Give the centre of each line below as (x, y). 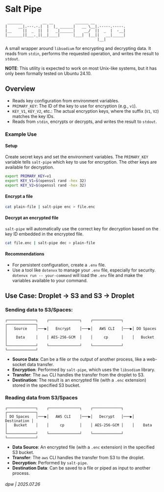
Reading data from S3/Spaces (41, 398)
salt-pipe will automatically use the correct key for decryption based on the (82, 228)
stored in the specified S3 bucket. (46, 385)
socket (19, 364)
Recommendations (25, 254)
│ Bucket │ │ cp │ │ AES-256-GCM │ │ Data (79, 425)
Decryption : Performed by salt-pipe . (50, 463)
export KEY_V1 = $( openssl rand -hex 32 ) (46, 181)
